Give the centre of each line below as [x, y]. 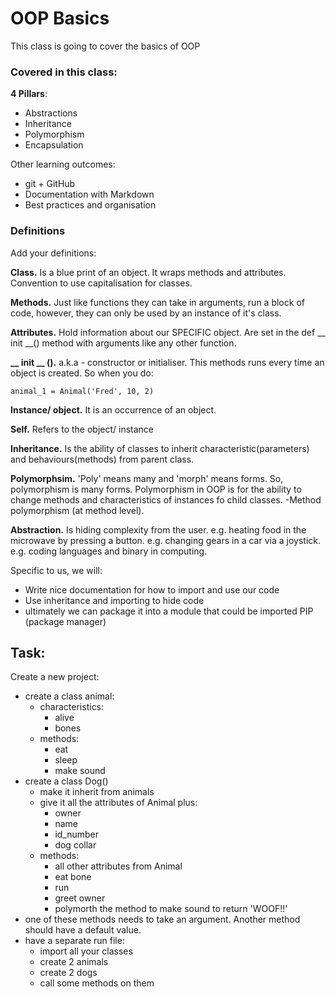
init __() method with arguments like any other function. [123, 343]
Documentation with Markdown [89, 194]
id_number [77, 834]
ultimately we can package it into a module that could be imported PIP [169, 611]
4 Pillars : [29, 94]
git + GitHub [50, 184]
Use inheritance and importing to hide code [114, 600]
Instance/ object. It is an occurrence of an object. [113, 409]
